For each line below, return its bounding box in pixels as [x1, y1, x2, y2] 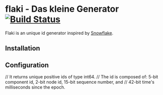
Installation [5, 44, 40, 52]
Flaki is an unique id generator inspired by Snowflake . [5, 30, 114, 36]
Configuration [5, 61, 49, 69]
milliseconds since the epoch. [5, 84, 65, 90]
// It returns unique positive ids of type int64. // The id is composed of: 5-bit [5, 74, 159, 80]
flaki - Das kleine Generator [5, 3, 119, 15]
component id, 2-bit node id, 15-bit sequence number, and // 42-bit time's [5, 79, 155, 85]
